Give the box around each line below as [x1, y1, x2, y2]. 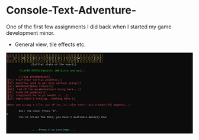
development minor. [6, 29, 55, 36]
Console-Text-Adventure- [6, 4, 137, 17]
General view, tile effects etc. [14, 41, 86, 48]
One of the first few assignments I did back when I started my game [6, 23, 172, 30]
